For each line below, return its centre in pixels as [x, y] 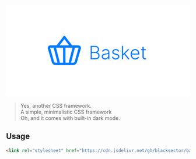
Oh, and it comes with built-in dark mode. [70, 118]
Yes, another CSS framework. [56, 106]
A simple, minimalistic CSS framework [66, 112]
